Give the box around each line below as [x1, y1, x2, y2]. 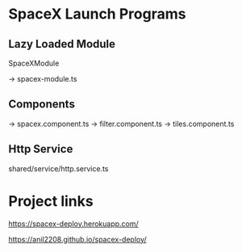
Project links [8, 191, 94, 210]
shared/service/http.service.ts [8, 163, 109, 174]
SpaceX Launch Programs [8, 5, 186, 23]
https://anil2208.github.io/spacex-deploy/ [8, 234, 147, 244]
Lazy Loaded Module [8, 37, 115, 51]
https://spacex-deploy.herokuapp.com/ [8, 219, 139, 229]
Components [8, 98, 75, 111]
